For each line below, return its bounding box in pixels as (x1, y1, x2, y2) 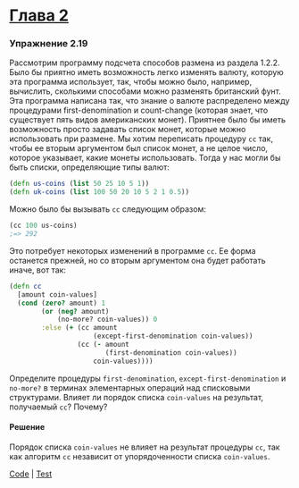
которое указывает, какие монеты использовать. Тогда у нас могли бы (9, 153, 281, 164)
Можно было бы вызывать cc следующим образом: (9, 204, 207, 215)
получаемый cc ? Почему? (9, 401, 108, 412)
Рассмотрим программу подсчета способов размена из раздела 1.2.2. (9, 57, 280, 68)
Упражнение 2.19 (9, 38, 88, 50)
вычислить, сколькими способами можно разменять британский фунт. (9, 86, 281, 97)
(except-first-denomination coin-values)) (93, 332, 253, 341)
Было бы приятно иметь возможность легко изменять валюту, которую (9, 67, 284, 78)
